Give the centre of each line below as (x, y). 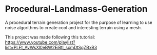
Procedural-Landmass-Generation (76, 9)
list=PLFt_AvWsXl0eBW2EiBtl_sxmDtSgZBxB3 (51, 47)
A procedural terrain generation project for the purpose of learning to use (79, 22)
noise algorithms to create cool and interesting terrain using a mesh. (74, 27)
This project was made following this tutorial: (50, 37)
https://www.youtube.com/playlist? (40, 42)
